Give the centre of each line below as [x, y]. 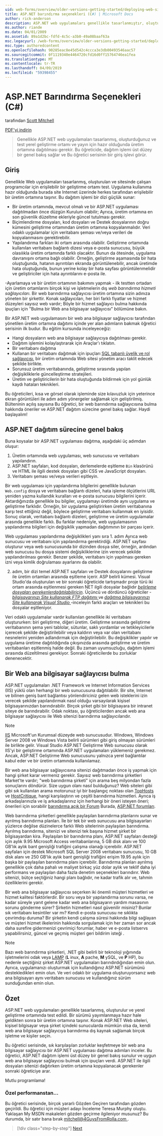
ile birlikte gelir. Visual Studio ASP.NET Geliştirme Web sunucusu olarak [76, 745]
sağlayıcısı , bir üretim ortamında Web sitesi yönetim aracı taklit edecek [82, 358]
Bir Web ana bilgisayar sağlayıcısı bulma [67, 673]
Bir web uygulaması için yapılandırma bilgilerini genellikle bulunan [70, 486]
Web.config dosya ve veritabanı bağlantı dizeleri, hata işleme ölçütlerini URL [81, 491]
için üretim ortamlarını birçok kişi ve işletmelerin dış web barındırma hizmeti [81, 288]
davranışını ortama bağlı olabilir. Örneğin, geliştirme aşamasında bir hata [84, 258]
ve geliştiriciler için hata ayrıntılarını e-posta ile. [59, 273]
